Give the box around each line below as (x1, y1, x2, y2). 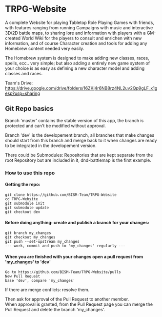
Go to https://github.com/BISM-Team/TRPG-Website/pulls (5, 270, 121, 275)
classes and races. (5, 70, 43, 76)
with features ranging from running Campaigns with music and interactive (5, 24, 153, 30)
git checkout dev (5, 209, 40, 214)
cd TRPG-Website (5, 196, 38, 201)
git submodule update (5, 205, 49, 210)
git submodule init (5, 201, 45, 206)
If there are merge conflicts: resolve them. (5, 287, 90, 293)
